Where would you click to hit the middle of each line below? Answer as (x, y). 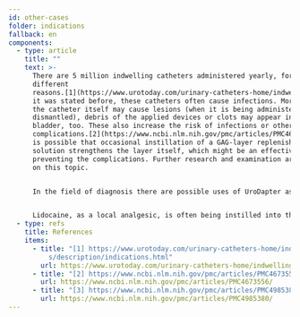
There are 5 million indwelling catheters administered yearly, (154, 76)
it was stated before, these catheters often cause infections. (154, 101)
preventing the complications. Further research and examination (156, 159)
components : (30, 43)
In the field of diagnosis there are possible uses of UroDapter (156, 192)
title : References (59, 232)
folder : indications (47, 26)
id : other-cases (39, 17)
